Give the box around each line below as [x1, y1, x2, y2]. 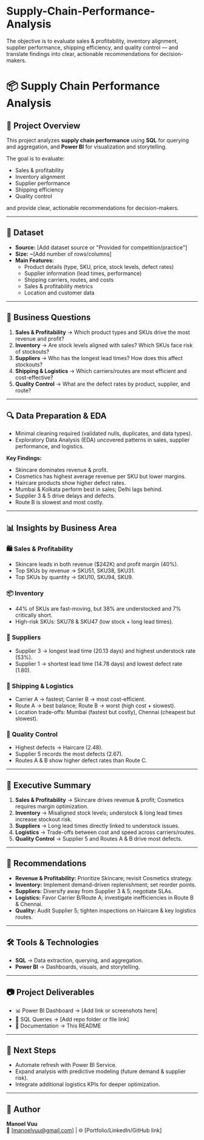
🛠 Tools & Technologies [6, 937, 99, 948]
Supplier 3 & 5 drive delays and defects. [15, 492, 115, 499]
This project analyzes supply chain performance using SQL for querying [6, 136, 189, 144]
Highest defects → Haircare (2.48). [15, 744, 103, 751]
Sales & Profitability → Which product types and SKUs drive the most [15, 328, 190, 336]
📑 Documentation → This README [15, 1022, 101, 1029]
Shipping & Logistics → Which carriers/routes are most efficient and [15, 367, 187, 375]
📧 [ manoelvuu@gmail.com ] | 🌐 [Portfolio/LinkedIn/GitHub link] [6, 1127, 162, 1134]
